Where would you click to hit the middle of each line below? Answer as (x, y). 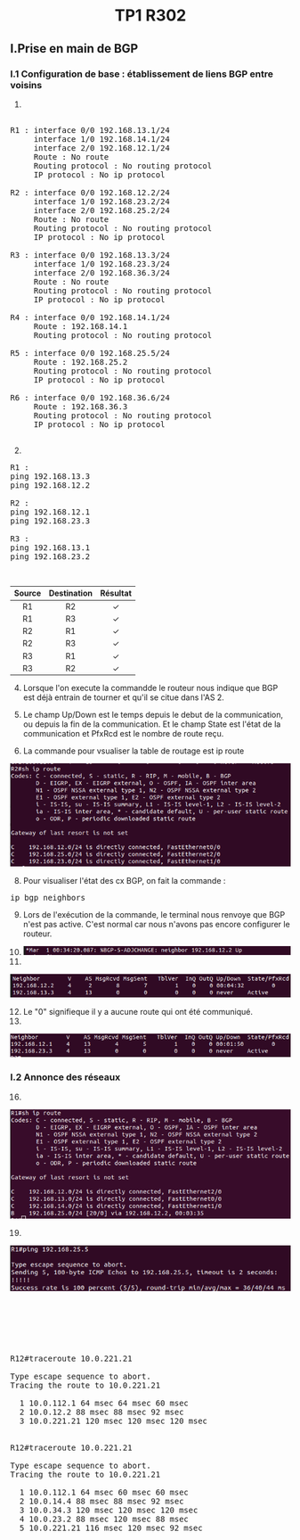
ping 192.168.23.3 (50, 521)
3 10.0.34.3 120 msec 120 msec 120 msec (109, 1511)
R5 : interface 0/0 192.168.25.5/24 (90, 353)
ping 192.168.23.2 (50, 556)
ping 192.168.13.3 (50, 476)
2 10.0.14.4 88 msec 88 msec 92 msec (101, 1502)
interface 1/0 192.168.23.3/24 (101, 264)
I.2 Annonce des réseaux (65, 1077)
